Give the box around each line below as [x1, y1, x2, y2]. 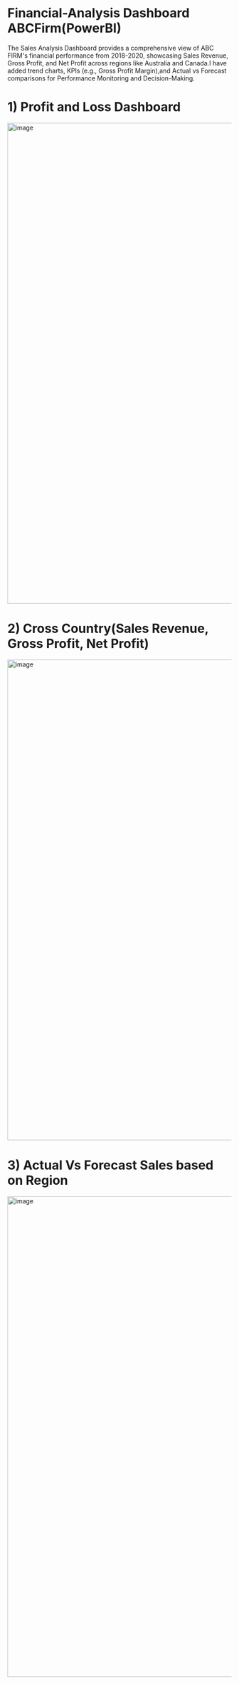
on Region [7, 1173, 68, 1188]
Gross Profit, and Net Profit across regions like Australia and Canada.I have [7, 58, 228, 67]
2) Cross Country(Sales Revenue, [7, 621, 209, 637]
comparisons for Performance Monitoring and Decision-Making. [7, 73, 196, 83]
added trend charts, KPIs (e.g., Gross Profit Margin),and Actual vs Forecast [7, 66, 227, 75]
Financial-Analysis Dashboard [7, 5, 190, 21]
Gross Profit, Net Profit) [7, 636, 149, 652]
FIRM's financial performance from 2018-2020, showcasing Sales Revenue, [7, 51, 229, 60]
